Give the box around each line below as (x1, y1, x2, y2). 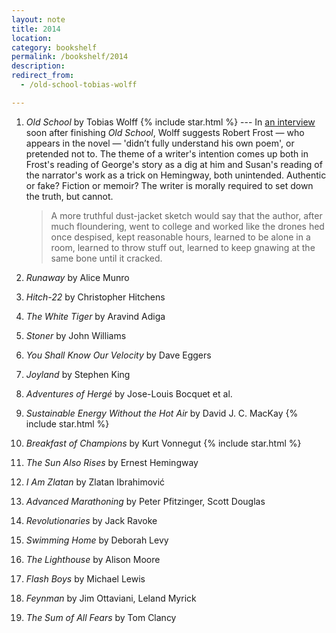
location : (11, 33, 53, 43)
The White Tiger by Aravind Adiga (25, 310, 166, 322)
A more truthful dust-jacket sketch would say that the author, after (50, 209, 323, 221)
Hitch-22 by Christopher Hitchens (25, 291, 166, 303)
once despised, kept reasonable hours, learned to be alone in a (50, 231, 311, 243)
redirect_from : (11, 71, 75, 81)
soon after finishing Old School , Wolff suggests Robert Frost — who (25, 126, 305, 138)
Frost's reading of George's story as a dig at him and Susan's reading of (25, 158, 323, 170)
